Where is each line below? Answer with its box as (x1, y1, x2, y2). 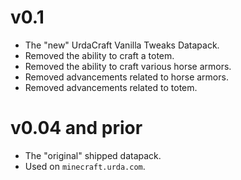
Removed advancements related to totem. (24, 81, 198, 93)
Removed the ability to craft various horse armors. (24, 60, 232, 72)
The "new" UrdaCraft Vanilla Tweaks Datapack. (24, 39, 220, 51)
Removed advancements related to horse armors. (24, 71, 229, 83)
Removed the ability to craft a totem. (24, 49, 175, 61)
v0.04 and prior (10, 117, 143, 140)
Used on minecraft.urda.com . (24, 160, 146, 172)
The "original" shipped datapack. (24, 149, 162, 161)
